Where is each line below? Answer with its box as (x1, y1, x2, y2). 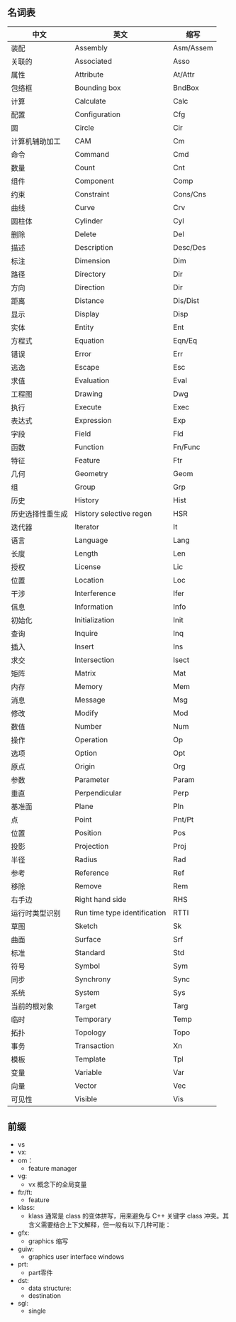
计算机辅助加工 (11, 136, 62, 146)
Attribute (74, 70, 104, 79)
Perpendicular (74, 788, 122, 798)
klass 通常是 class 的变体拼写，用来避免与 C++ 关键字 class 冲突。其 (28, 1211, 229, 1220)
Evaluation (74, 375, 110, 385)
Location (74, 575, 104, 585)
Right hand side (74, 894, 127, 904)
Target (74, 1001, 97, 1010)
